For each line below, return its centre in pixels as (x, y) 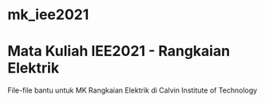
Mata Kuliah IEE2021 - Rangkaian (119, 51)
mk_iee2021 (48, 15)
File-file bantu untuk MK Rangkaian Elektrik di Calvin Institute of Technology (132, 90)
